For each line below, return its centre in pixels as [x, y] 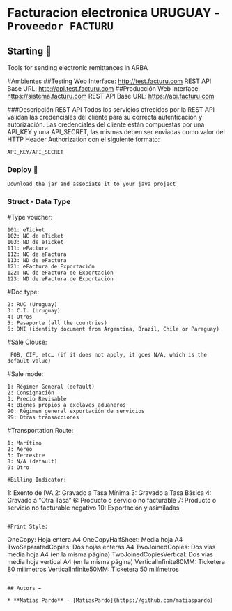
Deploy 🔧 [23, 169]
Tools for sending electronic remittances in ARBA [78, 67]
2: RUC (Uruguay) [32, 304]
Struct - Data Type [39, 202]
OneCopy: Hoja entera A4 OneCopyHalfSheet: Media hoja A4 [95, 539]
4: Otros [20, 317]
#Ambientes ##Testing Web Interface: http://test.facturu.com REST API [109, 81]
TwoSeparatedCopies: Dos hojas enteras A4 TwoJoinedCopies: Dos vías [111, 547]
